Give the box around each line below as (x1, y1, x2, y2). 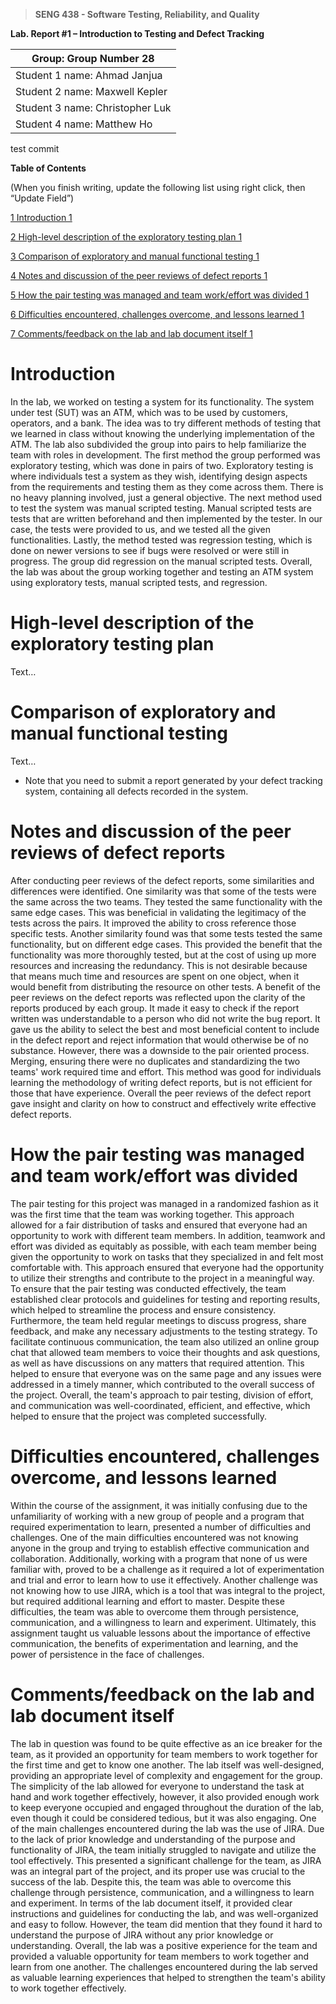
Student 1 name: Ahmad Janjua (15, 69, 163, 82)
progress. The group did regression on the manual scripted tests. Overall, (10, 555, 313, 567)
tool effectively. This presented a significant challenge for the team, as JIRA (10, 1854, 322, 1866)
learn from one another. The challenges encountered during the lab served (10, 1960, 318, 1973)
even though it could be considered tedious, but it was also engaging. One (10, 1812, 317, 1824)
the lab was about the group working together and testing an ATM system (10, 565, 314, 578)
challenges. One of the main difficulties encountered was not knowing (10, 1531, 299, 1543)
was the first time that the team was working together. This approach (10, 1208, 295, 1220)
